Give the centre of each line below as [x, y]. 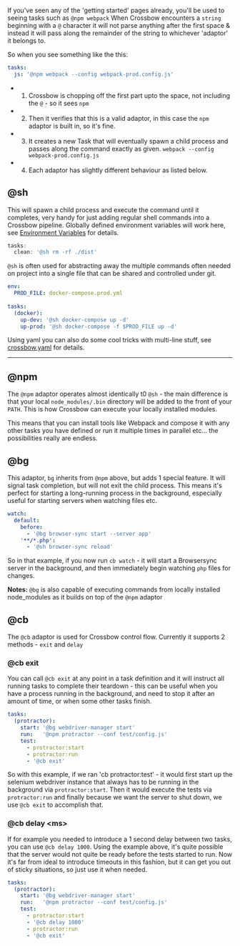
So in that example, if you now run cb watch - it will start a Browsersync [112, 561]
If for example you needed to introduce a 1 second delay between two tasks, [120, 839]
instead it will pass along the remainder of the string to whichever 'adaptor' [118, 33]
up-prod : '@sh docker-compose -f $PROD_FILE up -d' [99, 327]
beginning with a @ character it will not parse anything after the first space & [119, 25]
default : [27, 520]
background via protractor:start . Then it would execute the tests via [110, 790]
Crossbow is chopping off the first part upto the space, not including [129, 95]
